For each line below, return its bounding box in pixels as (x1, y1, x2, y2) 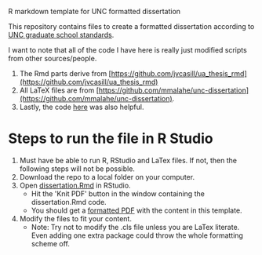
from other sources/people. (8, 54, 97, 63)
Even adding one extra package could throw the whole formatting (31, 231, 243, 240)
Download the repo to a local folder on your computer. (19, 172, 195, 181)
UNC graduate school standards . (8, 31, 115, 39)
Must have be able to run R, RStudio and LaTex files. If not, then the (19, 155, 238, 165)
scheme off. (31, 239, 71, 248)
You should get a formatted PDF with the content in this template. (31, 206, 242, 215)
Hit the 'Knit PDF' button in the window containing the (31, 188, 206, 199)
